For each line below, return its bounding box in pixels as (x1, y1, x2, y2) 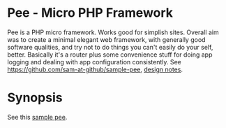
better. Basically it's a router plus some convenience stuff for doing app (7, 50, 213, 59)
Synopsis (7, 90, 63, 106)
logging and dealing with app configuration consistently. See (7, 57, 181, 66)
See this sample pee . (7, 113, 68, 121)
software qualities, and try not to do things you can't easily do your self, (7, 43, 213, 51)
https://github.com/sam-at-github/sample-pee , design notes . (7, 65, 183, 73)
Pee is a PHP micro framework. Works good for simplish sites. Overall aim (7, 28, 219, 36)
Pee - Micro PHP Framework (7, 5, 173, 21)
